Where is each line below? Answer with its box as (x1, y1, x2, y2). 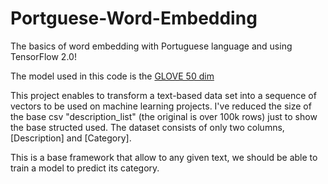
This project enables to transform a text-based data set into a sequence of (10, 89, 317, 101)
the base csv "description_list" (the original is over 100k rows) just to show (10, 110, 318, 122)
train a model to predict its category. (10, 162, 160, 174)
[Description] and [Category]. (10, 132, 132, 144)
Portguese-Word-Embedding (10, 7, 258, 30)
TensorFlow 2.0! (10, 50, 77, 62)
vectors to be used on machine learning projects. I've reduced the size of (10, 100, 312, 112)
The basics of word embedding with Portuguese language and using (10, 40, 293, 52)
